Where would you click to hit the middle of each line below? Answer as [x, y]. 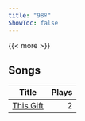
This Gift [28, 106]
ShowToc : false [33, 23]
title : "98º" [30, 15]
